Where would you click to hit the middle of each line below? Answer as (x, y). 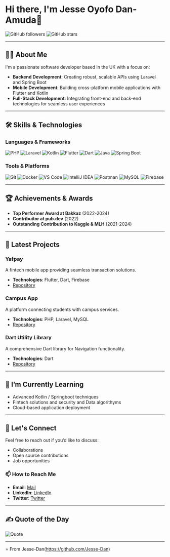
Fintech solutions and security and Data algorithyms (67, 402)
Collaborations (28, 450)
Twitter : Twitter (29, 498)
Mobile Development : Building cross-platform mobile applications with (87, 88)
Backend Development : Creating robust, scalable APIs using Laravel (84, 76)
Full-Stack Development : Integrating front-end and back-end (77, 98)
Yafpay (14, 259)
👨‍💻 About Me (26, 55)
